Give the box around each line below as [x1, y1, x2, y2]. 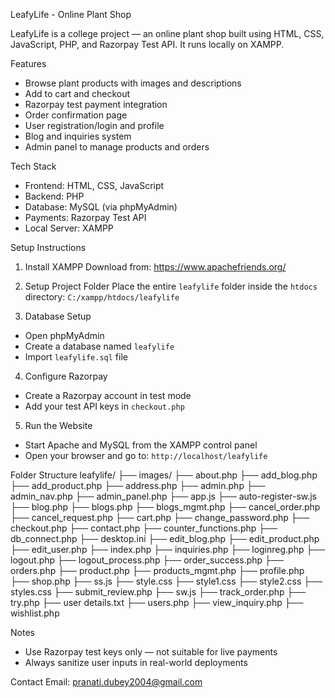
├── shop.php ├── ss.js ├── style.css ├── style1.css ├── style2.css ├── [10, 575, 323, 587]
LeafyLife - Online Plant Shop [10, 9, 132, 20]
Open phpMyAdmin [24, 330, 105, 341]
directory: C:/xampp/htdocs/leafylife [24, 291, 180, 303]
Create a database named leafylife [24, 340, 175, 352]
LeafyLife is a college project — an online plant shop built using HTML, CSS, [10, 28, 325, 39]
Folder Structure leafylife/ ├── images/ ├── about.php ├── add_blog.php [10, 469, 318, 481]
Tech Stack [10, 160, 57, 172]
